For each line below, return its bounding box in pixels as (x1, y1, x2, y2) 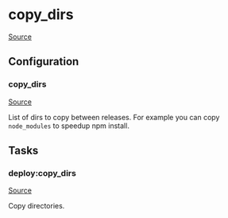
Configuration (8, 55, 79, 68)
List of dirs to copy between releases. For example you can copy (8, 112, 220, 122)
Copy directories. (8, 201, 65, 211)
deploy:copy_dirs (8, 167, 77, 178)
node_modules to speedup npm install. (8, 121, 129, 130)
